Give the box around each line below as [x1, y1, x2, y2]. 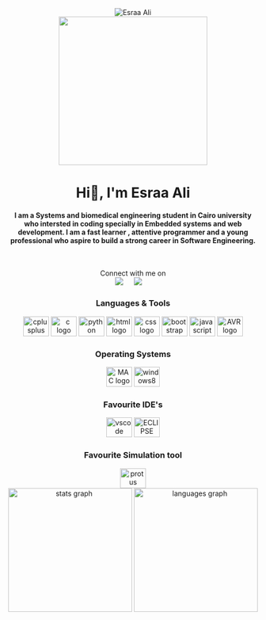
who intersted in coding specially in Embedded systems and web [24, 219, 242, 228]
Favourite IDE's [103, 399, 163, 410]
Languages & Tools [95, 298, 171, 309]
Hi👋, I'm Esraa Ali [75, 184, 191, 202]
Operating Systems [94, 348, 172, 359]
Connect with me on [100, 268, 166, 278]
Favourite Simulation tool [84, 450, 182, 461]
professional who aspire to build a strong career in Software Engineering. [10, 235, 256, 245]
